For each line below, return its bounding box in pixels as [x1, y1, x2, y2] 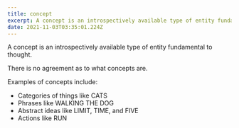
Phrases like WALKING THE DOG [17, 99, 114, 107]
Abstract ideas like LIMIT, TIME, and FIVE [17, 107, 139, 115]
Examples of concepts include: [7, 78, 98, 86]
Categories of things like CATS [17, 91, 108, 100]
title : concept [7, 10, 53, 18]
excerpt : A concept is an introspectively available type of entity [7, 17, 215, 24]
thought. [7, 50, 33, 59]
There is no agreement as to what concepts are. [7, 64, 148, 73]
